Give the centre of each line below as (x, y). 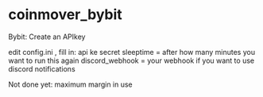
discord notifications (42, 68)
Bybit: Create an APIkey (47, 37)
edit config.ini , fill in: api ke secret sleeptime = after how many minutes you (132, 52)
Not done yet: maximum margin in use (70, 84)
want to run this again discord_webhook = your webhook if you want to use (131, 60)
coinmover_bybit (66, 15)
